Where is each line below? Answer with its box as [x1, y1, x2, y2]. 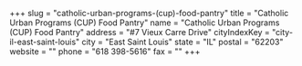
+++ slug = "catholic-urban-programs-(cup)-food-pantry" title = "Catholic [9, 8, 289, 18]
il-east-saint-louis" [9, 36, 80, 47]
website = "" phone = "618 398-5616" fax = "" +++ [9, 46, 201, 57]
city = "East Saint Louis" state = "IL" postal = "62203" [81, 36, 284, 47]
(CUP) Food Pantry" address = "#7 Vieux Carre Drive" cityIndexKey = [9, 27, 271, 37]
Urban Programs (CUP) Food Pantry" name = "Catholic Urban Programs [9, 17, 280, 28]
